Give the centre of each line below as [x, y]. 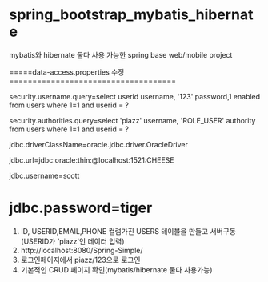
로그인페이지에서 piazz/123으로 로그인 [80, 260]
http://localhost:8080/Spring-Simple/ [82, 250]
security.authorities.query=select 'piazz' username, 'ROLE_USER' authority [132, 120]
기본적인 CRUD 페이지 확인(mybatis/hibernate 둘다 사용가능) [116, 269]
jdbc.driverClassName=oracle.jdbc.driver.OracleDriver [99, 144]
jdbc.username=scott [44, 175]
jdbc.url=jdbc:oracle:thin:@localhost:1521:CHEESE [92, 160]
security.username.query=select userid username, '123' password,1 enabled [135, 96]
